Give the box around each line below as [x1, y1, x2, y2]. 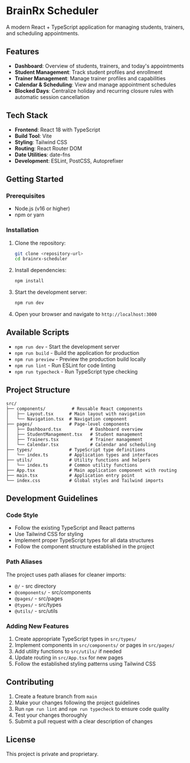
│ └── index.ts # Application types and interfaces [6, 452, 159, 458]
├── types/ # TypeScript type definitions [6, 447, 145, 453]
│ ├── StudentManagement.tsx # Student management [6, 431, 143, 438]
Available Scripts [6, 327, 69, 338]
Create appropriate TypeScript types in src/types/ [14, 635, 137, 642]
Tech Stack [6, 110, 48, 121]
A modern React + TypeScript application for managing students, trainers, [6, 23, 185, 30]
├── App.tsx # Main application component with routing [6, 467, 177, 473]
